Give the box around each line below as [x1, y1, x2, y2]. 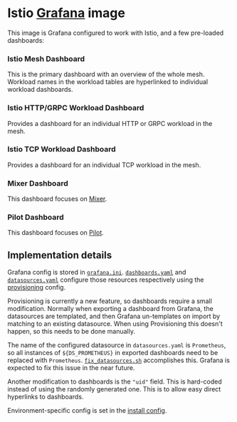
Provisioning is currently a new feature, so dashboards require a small [7, 297, 212, 305]
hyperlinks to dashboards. [7, 393, 84, 401]
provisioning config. [7, 283, 66, 292]
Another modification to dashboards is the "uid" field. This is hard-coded [7, 377, 222, 386]
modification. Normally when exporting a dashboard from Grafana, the [7, 305, 214, 313]
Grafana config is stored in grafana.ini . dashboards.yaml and [7, 268, 186, 277]
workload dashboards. [7, 85, 73, 94]
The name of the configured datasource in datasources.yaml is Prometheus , [7, 341, 226, 349]
